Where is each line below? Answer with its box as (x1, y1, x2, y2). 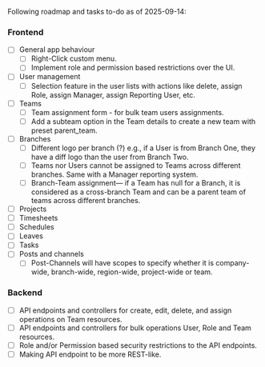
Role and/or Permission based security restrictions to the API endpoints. (18, 340, 258, 350)
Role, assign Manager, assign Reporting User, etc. (30, 90, 195, 99)
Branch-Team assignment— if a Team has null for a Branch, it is (30, 178, 241, 187)
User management (18, 72, 81, 82)
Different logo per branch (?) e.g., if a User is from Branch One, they (30, 143, 256, 153)
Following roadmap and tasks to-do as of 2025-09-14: (7, 7, 187, 16)
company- (215, 258, 250, 268)
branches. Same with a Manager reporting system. (30, 170, 199, 179)
